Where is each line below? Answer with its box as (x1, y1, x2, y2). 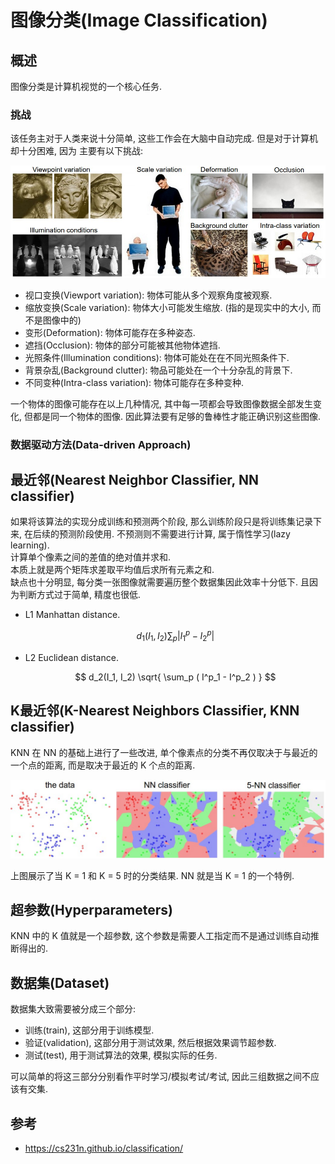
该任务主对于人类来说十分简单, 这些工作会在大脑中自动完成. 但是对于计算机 (10, 132, 318, 145)
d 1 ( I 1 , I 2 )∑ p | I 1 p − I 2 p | (136, 628, 215, 644)
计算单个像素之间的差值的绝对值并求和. (10, 551, 172, 563)
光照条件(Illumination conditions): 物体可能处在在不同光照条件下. (24, 351, 290, 363)
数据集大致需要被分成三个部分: (10, 1003, 137, 1015)
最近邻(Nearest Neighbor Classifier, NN (10, 471, 259, 488)
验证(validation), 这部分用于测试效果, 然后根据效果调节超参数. (24, 1037, 277, 1049)
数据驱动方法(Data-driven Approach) (10, 437, 192, 451)
